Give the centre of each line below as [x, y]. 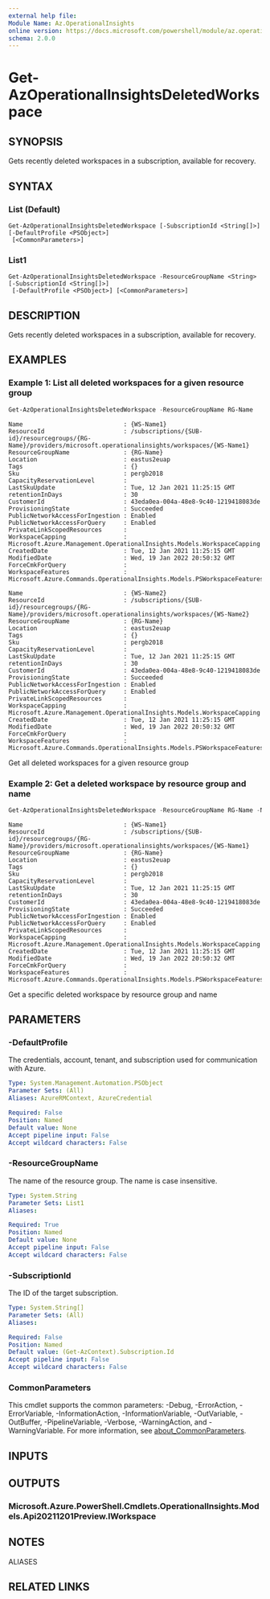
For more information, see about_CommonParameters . [157, 1431]
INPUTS [28, 1456]
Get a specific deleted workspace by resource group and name [113, 994]
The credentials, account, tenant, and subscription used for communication [133, 1060]
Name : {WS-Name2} [88, 593]
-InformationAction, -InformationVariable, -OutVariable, [147, 1414]
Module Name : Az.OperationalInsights [72, 23]
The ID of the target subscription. [63, 1293]
